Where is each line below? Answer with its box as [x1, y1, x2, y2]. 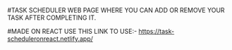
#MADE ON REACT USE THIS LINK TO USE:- [7, 27, 138, 35]
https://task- [138, 27, 175, 35]
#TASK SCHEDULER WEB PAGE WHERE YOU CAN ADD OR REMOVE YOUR [7, 6, 225, 14]
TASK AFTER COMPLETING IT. [7, 13, 97, 22]
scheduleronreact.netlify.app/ [7, 35, 94, 43]
